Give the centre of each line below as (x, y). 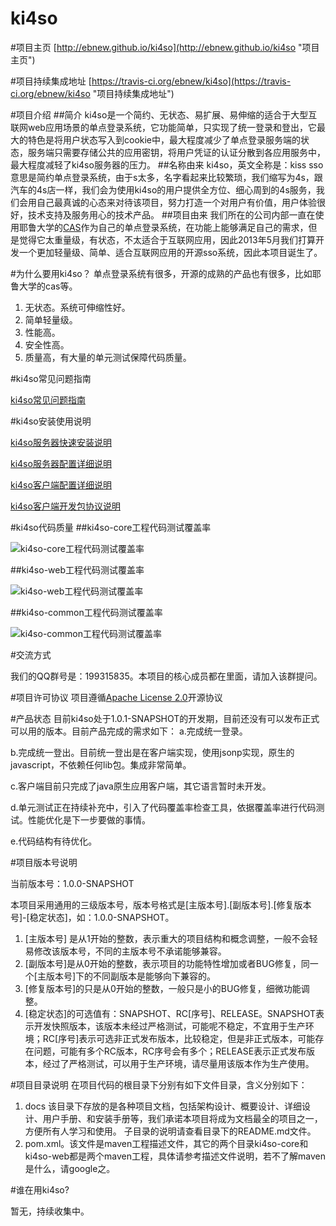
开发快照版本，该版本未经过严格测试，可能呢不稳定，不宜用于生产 (169, 1026)
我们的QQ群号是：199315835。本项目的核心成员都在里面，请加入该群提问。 (166, 676)
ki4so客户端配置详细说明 (61, 484)
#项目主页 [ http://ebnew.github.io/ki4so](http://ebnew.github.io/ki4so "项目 (165, 47)
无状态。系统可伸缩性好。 (77, 307)
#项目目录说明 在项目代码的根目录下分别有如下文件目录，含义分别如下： (159, 1084)
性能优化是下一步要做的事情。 (89, 819)
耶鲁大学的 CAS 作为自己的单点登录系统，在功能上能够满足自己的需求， (163, 227)
